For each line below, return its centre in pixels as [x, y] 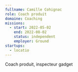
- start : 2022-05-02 [30, 28]
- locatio [19, 50]
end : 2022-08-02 [30, 32]
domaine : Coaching [24, 18]
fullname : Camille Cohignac [34, 9]
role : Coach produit [26, 14]
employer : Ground [31, 41]
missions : [15, 23]
